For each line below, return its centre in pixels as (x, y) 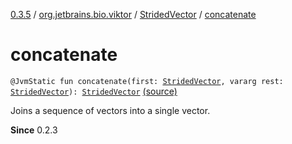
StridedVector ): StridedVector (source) (94, 91)
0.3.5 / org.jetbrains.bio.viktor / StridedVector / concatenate (133, 14)
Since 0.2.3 (34, 130)
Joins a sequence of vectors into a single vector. (110, 110)
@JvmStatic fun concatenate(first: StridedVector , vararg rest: (147, 81)
